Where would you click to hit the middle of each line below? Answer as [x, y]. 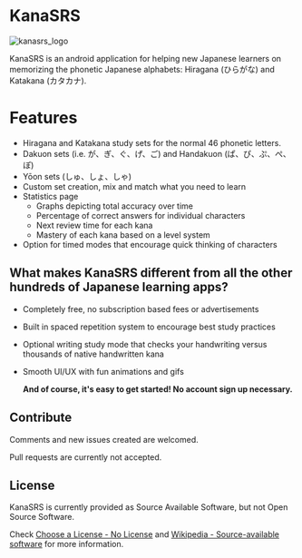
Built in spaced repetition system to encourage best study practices [149, 327]
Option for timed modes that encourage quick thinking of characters [150, 244]
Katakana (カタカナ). [48, 80]
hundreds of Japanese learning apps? [119, 287]
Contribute [41, 418]
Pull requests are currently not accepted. [86, 457]
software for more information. [67, 544]
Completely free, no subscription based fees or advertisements [141, 308]
